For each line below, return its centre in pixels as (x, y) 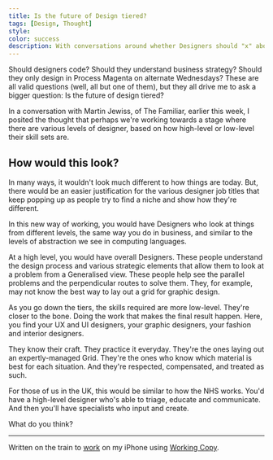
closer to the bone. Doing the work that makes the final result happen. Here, (135, 316)
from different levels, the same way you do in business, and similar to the (131, 232)
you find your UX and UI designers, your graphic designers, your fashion (130, 324)
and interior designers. (46, 333)
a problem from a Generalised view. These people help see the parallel (127, 274)
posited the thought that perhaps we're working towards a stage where (128, 120)
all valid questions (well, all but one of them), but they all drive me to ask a (132, 87)
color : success (34, 39)
